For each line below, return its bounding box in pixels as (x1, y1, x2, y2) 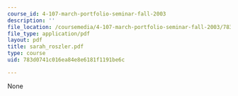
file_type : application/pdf (7, 30, 91, 37)
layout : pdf (7, 37, 42, 44)
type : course (7, 50, 46, 57)
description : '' (7, 17, 55, 24)
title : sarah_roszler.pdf (7, 43, 84, 50)
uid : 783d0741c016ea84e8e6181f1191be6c (7, 56, 125, 64)
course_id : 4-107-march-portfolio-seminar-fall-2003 (7, 10, 166, 18)
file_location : (7, 23, 52, 30)
